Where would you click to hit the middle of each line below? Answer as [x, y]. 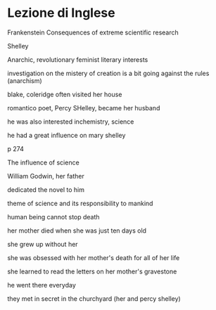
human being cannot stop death [53, 217]
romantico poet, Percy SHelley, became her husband [84, 108]
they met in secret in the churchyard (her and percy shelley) [94, 298]
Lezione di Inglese [61, 13]
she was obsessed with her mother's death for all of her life [94, 257]
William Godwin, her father [46, 176]
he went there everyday [42, 285]
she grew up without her [43, 244]
